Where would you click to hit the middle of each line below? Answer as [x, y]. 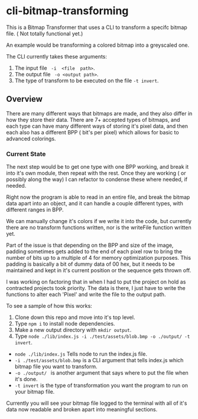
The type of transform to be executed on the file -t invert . [87, 80]
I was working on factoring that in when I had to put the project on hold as [96, 282]
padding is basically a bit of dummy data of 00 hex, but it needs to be [91, 264]
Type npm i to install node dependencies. [65, 324]
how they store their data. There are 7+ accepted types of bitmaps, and [93, 120]
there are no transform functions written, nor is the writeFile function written [99, 228]
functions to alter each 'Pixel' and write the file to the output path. [86, 295]
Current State [26, 154]
